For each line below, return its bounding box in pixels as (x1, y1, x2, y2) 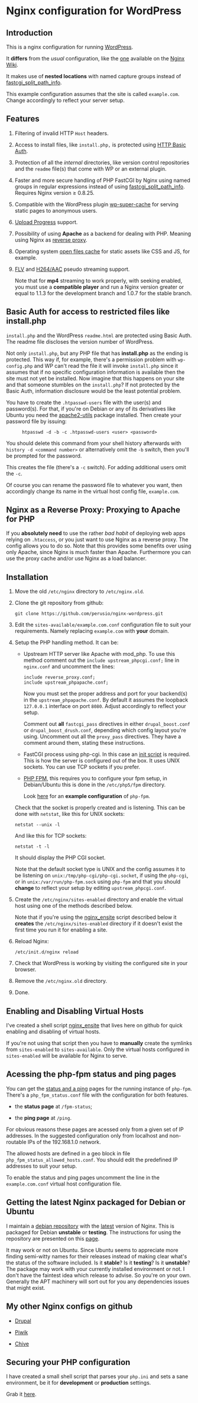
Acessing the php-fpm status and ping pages (6, 1069, 177, 1080)
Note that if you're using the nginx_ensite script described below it (14, 914, 177, 921)
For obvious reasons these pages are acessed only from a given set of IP (6, 1126, 184, 1133)
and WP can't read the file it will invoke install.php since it (34, 362, 178, 369)
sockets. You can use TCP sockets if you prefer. (23, 763, 141, 771)
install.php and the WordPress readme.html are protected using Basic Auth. (6, 332, 192, 339)
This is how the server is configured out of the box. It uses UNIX (23, 757, 180, 764)
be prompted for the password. (6, 452, 82, 459)
